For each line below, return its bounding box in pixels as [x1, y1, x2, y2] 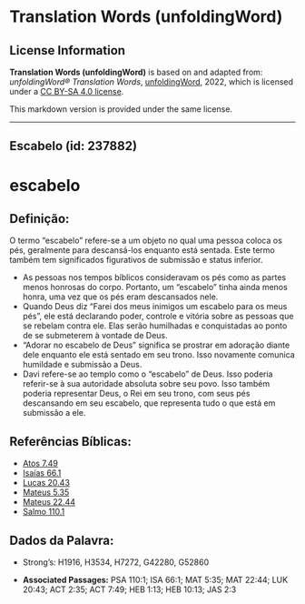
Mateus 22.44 [22, 497, 75, 508]
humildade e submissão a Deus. [22, 359, 143, 370]
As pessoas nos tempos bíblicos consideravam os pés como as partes [22, 272, 287, 283]
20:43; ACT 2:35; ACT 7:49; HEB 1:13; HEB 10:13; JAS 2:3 [22, 584, 237, 595]
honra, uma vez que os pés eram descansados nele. [22, 291, 219, 302]
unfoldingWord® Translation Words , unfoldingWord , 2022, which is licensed [9, 76, 293, 87]
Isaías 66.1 [22, 468, 62, 478]
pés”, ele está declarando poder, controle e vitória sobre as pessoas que [22, 311, 294, 322]
